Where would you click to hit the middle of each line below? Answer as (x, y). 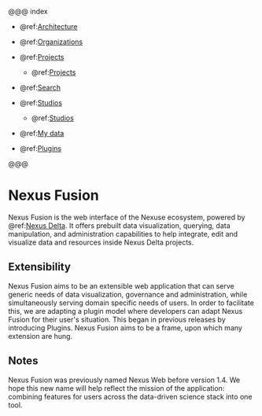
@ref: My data (42, 133)
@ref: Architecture (48, 26)
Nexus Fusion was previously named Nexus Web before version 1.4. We (124, 380)
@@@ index (28, 11)
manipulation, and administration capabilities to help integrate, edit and (123, 234)
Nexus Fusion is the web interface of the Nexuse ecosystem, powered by (127, 217)
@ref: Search (40, 87)
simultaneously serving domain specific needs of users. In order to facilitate (131, 303)
